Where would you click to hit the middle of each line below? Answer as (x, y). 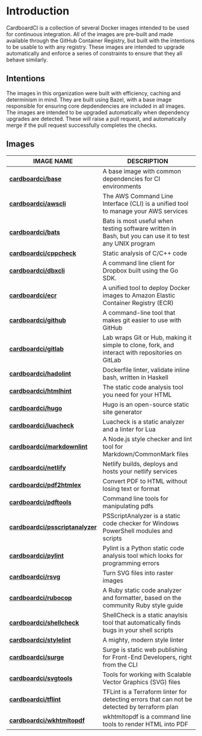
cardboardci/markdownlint (48, 447)
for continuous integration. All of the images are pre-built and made (90, 34)
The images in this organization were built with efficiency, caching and (93, 93)
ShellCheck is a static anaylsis (145, 615)
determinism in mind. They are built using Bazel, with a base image (89, 99)
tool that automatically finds (142, 622)
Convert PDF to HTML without (145, 481)
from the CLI (120, 664)
